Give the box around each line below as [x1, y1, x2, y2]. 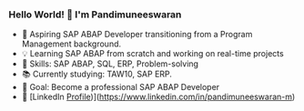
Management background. [21, 38, 122, 49]
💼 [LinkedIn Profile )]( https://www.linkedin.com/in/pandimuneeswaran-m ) [21, 91, 296, 103]
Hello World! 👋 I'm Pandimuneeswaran [8, 8, 182, 21]
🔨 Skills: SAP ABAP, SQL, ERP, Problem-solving [21, 58, 199, 69]
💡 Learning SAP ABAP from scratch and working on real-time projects [21, 48, 284, 59]
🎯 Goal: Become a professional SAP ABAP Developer [21, 82, 220, 93]
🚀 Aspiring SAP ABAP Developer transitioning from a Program [21, 29, 253, 40]
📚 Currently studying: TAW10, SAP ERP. [21, 68, 172, 80]
